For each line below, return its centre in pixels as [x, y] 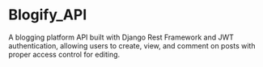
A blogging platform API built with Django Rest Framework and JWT [121, 37]
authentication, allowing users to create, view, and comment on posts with [132, 45]
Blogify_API [48, 15]
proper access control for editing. [64, 54]
